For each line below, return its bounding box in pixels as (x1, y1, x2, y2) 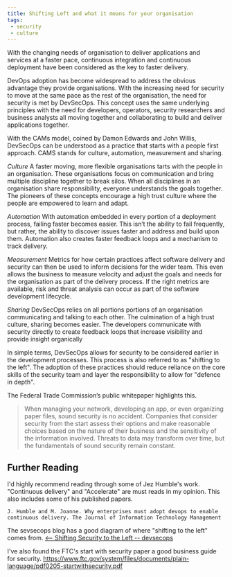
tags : (7, 17, 23, 24)
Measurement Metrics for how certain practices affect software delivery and (7, 256, 225, 264)
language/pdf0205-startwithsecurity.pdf (7, 562, 123, 570)
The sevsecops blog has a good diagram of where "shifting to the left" (7, 526, 208, 535)
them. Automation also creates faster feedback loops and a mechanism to (7, 235, 218, 243)
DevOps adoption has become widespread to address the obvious (7, 77, 196, 85)
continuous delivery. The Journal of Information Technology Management (7, 514, 222, 522)
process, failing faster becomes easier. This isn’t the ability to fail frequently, (7, 220, 225, 229)
